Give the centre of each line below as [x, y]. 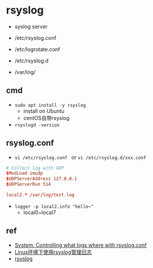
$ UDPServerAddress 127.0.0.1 [42, 179]
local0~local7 [40, 212]
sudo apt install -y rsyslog [50, 105]
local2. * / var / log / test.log [40, 195]
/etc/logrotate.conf [37, 49]
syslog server [31, 26]
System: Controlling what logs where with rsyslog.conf [81, 245]
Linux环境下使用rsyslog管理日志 [53, 252]
